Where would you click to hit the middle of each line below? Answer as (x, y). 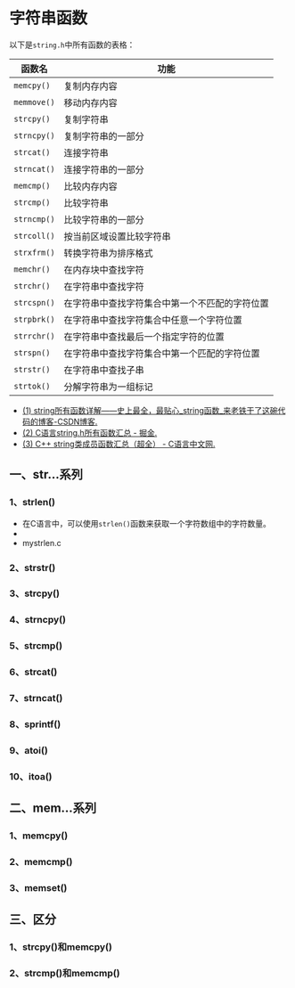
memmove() (34, 102)
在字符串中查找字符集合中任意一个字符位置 (153, 320)
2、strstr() (33, 567)
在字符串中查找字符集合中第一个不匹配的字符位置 (166, 303)
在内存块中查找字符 (104, 270)
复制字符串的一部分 (104, 136)
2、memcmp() (41, 862)
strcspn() (34, 302)
